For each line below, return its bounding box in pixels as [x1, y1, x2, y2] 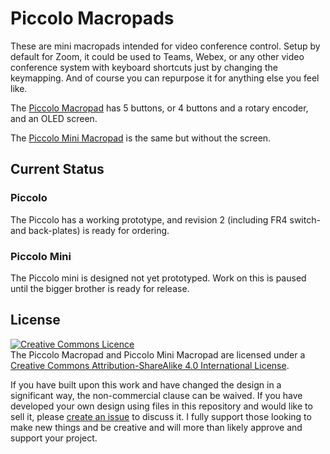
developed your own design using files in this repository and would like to [10, 400, 313, 412]
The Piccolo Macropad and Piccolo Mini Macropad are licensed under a [10, 348, 306, 361]
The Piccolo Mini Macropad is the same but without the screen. [10, 132, 272, 144]
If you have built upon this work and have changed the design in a [10, 378, 282, 391]
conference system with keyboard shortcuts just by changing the [10, 61, 278, 73]
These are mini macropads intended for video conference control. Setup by [10, 40, 321, 52]
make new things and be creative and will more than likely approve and [10, 421, 303, 433]
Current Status [10, 161, 105, 178]
